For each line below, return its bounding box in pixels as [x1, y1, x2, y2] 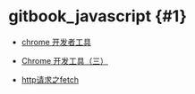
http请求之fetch [21, 74, 80, 85]
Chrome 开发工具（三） [21, 55, 109, 66]
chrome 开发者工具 [21, 36, 91, 47]
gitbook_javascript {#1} [8, 6, 187, 27]
